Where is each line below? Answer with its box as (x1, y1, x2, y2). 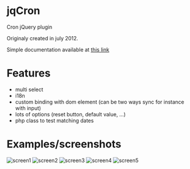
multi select (15, 86, 43, 93)
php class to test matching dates (15, 117, 94, 124)
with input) (15, 104, 42, 112)
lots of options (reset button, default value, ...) (15, 111, 126, 118)
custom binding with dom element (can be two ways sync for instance (15, 98, 185, 105)
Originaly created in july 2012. (6, 35, 78, 42)
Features (6, 67, 51, 80)
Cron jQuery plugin (6, 23, 53, 30)
